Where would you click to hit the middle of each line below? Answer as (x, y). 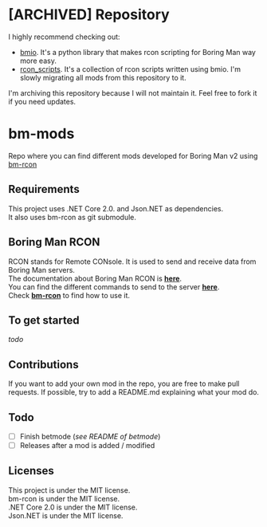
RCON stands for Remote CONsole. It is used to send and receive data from (132, 262)
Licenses (31, 471)
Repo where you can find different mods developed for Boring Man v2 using (133, 155)
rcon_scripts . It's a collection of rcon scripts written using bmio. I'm (130, 69)
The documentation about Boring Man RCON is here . (95, 278)
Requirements (44, 189)
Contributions (43, 364)
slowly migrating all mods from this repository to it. (103, 77)
